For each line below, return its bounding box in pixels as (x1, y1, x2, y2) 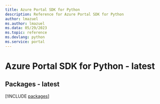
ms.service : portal (5, 39, 45, 44)
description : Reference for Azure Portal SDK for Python (5, 12, 124, 17)
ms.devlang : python (5, 35, 45, 40)
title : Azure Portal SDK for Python (5, 7, 80, 12)
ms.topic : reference (5, 30, 48, 35)
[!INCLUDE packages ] (5, 93, 50, 99)
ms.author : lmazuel (5, 21, 45, 26)
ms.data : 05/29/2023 (5, 26, 48, 31)
